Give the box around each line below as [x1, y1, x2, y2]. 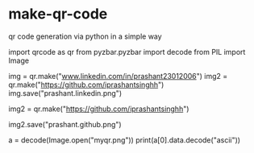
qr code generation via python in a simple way [8, 31, 163, 41]
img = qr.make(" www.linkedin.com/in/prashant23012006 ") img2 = [8, 71, 228, 81]
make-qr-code [8, 5, 108, 23]
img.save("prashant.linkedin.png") [8, 88, 123, 97]
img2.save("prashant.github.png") [8, 119, 123, 129]
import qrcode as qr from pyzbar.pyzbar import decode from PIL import [8, 47, 246, 56]
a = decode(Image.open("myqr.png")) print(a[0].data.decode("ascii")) [8, 134, 240, 145]
